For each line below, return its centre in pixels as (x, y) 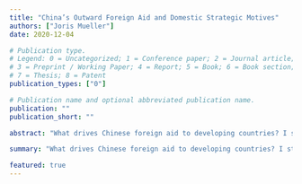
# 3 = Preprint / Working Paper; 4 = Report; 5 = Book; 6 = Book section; (152, 67)
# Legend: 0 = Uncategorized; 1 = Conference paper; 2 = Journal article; (152, 59)
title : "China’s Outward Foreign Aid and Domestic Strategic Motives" (144, 18)
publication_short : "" (52, 117)
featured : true (38, 166)
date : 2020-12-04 (42, 34)
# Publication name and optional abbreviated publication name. (132, 100)
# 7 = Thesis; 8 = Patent (58, 76)
